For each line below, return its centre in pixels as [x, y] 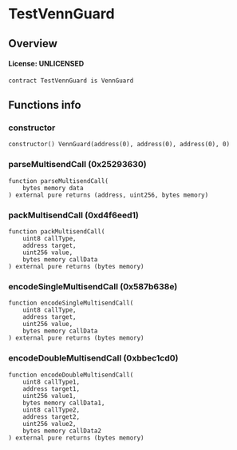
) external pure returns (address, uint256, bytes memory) [109, 195]
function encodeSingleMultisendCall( [71, 303]
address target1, [51, 388]
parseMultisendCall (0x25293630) [77, 165]
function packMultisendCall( [57, 232]
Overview [33, 44]
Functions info [45, 105]
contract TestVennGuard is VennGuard [71, 81]
